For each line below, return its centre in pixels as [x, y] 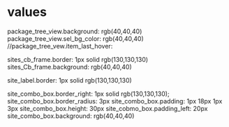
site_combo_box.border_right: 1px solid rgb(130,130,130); [88, 94]
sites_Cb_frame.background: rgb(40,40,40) [70, 67]
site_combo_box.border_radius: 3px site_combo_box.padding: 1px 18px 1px [115, 101]
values [27, 12]
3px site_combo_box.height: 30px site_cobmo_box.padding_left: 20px [108, 108]
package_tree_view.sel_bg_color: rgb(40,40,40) [76, 38]
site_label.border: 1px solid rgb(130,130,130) [70, 80]
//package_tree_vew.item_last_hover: [60, 46]
